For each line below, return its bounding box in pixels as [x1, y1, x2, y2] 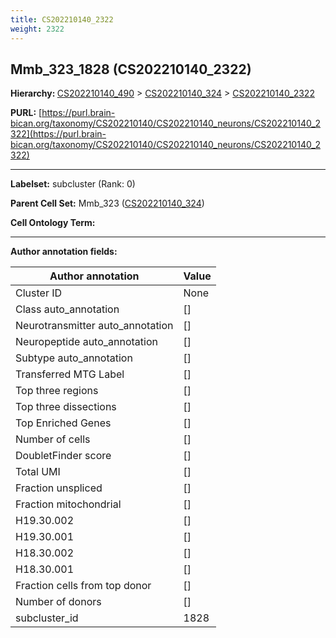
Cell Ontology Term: [10, 217, 96, 229]
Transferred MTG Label [15, 367, 125, 381]
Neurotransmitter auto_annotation [15, 319, 174, 333]
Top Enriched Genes [15, 416, 112, 430]
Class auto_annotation [15, 302, 120, 316]
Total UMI [15, 465, 61, 479]
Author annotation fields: [10, 246, 118, 258]
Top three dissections [15, 400, 117, 414]
